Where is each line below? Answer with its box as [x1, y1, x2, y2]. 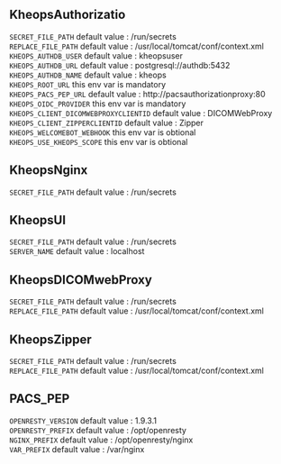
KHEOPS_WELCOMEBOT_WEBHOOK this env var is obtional [9, 126, 196, 138]
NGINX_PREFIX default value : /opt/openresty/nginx [9, 434, 194, 445]
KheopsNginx [9, 162, 88, 178]
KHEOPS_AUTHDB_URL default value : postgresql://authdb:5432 [9, 59, 231, 70]
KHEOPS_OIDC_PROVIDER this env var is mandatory [9, 98, 186, 109]
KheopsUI [9, 213, 66, 228]
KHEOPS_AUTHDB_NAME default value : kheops [9, 69, 167, 80]
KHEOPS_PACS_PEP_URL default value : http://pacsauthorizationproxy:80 [9, 88, 266, 99]
